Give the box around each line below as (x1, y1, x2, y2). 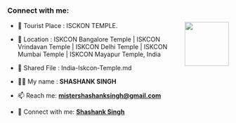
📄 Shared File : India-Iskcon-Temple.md (17, 64, 132, 72)
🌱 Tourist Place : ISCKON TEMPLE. (17, 22, 118, 30)
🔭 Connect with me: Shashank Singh (17, 108, 125, 116)
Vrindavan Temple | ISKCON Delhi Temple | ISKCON (17, 43, 168, 51)
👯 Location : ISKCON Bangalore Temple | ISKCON (17, 35, 160, 44)
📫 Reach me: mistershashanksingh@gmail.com (17, 91, 162, 100)
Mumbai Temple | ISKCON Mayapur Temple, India (17, 50, 162, 58)
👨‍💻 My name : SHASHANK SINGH (17, 77, 117, 86)
